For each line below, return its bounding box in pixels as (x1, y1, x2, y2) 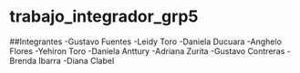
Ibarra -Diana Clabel (38, 55, 115, 66)
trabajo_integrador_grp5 (9, 6, 199, 27)
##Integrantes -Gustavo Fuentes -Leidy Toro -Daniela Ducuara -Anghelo (9, 36, 283, 47)
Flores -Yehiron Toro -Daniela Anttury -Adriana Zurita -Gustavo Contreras (9, 45, 285, 56)
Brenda (9, 55, 37, 66)
